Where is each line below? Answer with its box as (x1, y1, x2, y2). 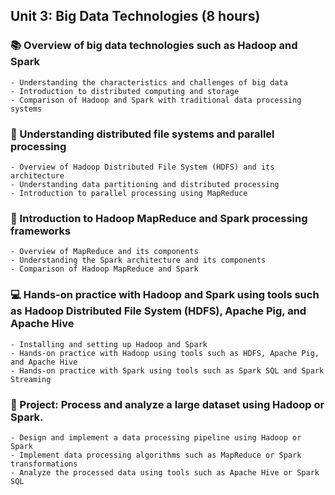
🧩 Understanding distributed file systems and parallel (10, 127, 275, 141)
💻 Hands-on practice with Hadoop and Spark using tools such (10, 288, 320, 302)
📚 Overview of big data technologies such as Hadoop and (10, 39, 298, 53)
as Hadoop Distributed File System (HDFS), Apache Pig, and (10, 304, 307, 318)
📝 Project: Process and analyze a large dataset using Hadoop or (10, 397, 325, 411)
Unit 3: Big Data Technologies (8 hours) (10, 8, 261, 25)
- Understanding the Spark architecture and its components (10, 255, 267, 266)
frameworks (10, 224, 72, 238)
